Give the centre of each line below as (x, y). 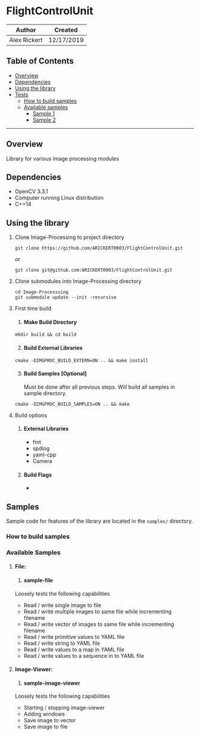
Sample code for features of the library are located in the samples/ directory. (100, 521)
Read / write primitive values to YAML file (74, 636)
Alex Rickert (26, 40)
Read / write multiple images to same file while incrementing (98, 611)
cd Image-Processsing (41, 292)
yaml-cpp (44, 455)
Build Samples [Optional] (55, 374)
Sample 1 (44, 113)
